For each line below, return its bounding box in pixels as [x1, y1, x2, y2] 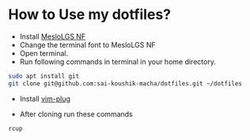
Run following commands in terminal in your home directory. [19, 57, 216, 66]
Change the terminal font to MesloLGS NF [19, 40, 156, 49]
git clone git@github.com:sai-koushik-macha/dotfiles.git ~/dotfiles [8, 79, 243, 88]
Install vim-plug [19, 93, 71, 104]
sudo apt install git [8, 72, 80, 80]
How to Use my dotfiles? [8, 6, 172, 24]
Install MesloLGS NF [19, 32, 86, 41]
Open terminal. [19, 48, 69, 58]
